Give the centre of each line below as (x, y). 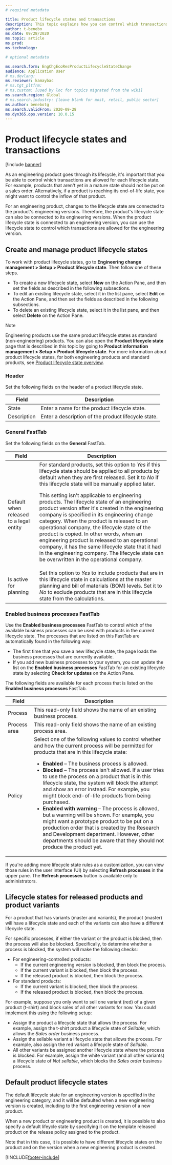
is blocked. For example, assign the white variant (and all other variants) (89, 1055)
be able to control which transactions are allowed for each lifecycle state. (82, 180)
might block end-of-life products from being (97, 795)
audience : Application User (35, 71)
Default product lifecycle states (57, 1082)
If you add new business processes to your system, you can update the (88, 662)
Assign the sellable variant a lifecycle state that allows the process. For (87, 1039)
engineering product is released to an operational (98, 540)
